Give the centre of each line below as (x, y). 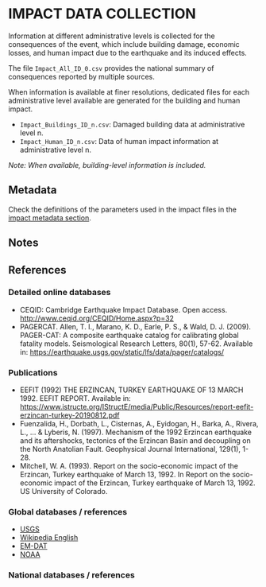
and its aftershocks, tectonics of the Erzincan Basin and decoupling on (135, 441)
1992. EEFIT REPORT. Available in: (75, 398)
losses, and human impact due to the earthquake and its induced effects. (128, 52)
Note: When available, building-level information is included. (107, 165)
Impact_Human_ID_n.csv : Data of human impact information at (119, 141)
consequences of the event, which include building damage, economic (124, 44)
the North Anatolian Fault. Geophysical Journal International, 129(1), (130, 449)
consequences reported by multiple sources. (81, 76)
